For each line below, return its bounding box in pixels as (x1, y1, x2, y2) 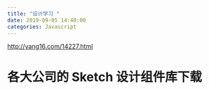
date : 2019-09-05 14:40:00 (7, 17, 86, 24)
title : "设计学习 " (7, 10, 60, 17)
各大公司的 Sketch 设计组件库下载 (7, 69, 202, 84)
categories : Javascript (7, 23, 77, 30)
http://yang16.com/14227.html (7, 43, 93, 51)
